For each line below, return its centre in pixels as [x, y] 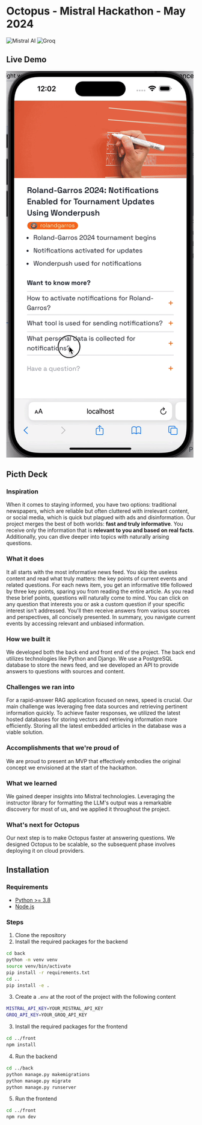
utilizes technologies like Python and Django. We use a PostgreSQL [90, 659]
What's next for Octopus [43, 824]
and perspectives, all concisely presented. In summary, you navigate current [101, 617]
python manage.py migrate [38, 1081]
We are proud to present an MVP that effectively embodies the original [93, 761]
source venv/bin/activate [38, 966]
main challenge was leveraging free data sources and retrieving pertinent [97, 707]
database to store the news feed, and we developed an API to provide [93, 665]
